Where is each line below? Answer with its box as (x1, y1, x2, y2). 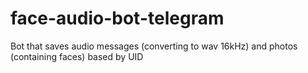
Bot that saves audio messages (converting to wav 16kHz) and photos (10, 40, 298, 52)
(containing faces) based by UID (10, 50, 144, 62)
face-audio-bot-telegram (10, 7, 225, 30)
